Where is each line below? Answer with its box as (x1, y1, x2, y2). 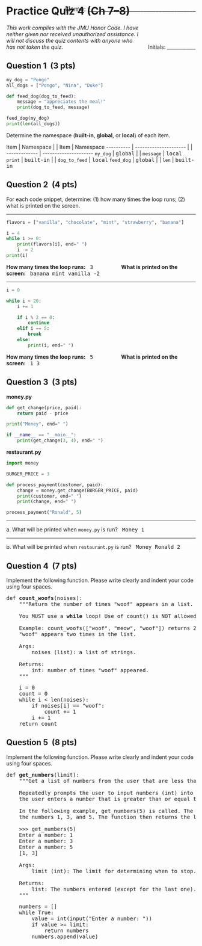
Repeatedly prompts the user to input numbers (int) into (19, 790, 194, 796)
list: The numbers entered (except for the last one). (31, 886, 197, 892)
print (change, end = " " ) (17, 498, 77, 505)
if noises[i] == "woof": (31, 702, 105, 709)
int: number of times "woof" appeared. (31, 667, 149, 673)
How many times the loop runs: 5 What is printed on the (6, 353, 178, 360)
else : (17, 337, 31, 343)
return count (19, 720, 57, 727)
